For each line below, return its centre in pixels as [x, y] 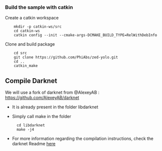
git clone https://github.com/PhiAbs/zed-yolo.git [66, 57]
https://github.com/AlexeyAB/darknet [42, 98]
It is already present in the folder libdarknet [55, 107]
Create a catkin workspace [32, 18]
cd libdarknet [31, 125]
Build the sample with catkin [39, 7]
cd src [20, 53]
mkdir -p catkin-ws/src [38, 27]
